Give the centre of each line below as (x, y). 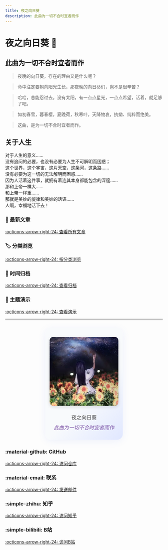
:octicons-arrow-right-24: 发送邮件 (41, 490)
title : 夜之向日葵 (22, 11)
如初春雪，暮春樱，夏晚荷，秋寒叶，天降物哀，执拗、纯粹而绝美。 (85, 114)
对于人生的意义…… (24, 155)
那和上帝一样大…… (24, 187)
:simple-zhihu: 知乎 (29, 503)
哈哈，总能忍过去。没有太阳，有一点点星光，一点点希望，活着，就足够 (90, 97)
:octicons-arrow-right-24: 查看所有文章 (45, 231)
